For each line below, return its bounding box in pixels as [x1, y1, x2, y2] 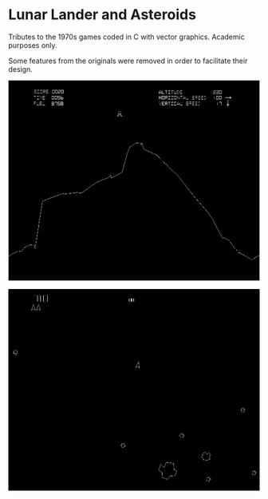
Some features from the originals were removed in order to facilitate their [8, 56, 248, 65]
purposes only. [8, 40, 57, 50]
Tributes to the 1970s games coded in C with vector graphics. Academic [8, 32, 245, 42]
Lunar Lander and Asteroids [8, 6, 197, 24]
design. [8, 64, 33, 73]
